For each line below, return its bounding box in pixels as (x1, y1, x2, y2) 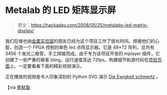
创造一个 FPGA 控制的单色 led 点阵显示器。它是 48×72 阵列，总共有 (14, 44, 155, 50)
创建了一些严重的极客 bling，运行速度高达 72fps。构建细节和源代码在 (5, 56, 149, 62)
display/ (17, 27, 34, 33)
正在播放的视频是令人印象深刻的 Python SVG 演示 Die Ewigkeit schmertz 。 (5, 73, 161, 79)
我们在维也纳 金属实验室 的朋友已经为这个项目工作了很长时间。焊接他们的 (5, 38, 155, 44)
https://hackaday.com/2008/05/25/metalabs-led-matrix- (31, 22, 148, 28)
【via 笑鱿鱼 (5, 84, 31, 90)
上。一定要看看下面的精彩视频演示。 (10, 63, 85, 69)
